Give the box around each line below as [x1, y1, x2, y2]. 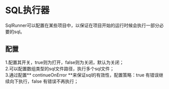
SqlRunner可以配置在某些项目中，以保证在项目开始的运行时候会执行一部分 [5, 22, 160, 28]
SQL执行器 [5, 5, 49, 16]
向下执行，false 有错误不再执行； [9, 78, 79, 84]
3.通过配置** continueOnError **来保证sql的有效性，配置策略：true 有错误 [5, 72, 159, 78]
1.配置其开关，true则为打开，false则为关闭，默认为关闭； [5, 59, 124, 65]
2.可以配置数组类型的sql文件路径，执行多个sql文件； [5, 65, 115, 71]
